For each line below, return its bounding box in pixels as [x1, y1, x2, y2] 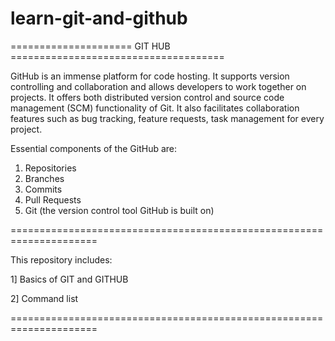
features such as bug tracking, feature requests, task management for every [10, 112, 325, 124]
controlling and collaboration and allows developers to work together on [10, 80, 307, 92]
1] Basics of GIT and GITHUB [10, 273, 129, 285]
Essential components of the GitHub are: [10, 142, 178, 154]
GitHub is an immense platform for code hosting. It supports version [10, 70, 290, 82]
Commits [24, 183, 63, 195]
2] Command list [10, 292, 79, 304]
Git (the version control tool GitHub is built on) [24, 204, 215, 216]
